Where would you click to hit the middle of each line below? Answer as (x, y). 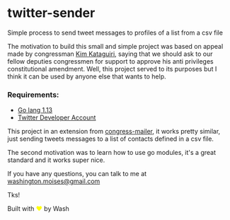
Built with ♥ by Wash (38, 209)
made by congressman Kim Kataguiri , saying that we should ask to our (110, 54)
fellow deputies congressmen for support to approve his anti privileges (110, 61)
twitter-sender (51, 13)
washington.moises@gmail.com (54, 181)
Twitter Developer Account (57, 117)
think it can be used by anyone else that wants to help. (87, 76)
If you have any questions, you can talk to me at (77, 174)
